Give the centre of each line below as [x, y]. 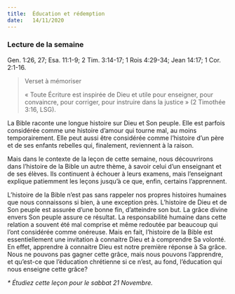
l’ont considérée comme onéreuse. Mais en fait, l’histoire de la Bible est [110, 232]
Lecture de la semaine [46, 45]
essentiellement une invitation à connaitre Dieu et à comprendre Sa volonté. [117, 239]
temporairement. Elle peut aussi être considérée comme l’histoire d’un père [116, 138]
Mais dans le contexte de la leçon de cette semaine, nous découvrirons [110, 159]
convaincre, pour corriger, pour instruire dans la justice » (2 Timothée [125, 101]
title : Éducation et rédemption [56, 14]
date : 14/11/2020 [36, 20]
